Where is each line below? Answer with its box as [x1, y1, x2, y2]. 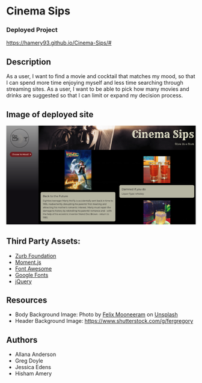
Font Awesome [14, 265, 52, 272]
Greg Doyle [14, 357, 43, 364]
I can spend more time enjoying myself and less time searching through [6, 79, 183, 87]
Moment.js [14, 259, 41, 266]
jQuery [14, 278, 32, 285]
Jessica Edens [14, 364, 51, 371]
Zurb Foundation [14, 252, 57, 259]
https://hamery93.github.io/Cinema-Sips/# [6, 39, 112, 46]
